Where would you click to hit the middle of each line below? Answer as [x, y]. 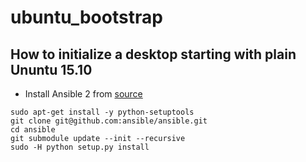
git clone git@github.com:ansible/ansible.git [109, 121]
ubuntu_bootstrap [86, 17]
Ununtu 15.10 [51, 69]
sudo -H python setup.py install [80, 147]
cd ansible [33, 130]
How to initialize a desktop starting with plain [153, 54]
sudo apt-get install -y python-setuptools [102, 112]
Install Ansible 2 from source [83, 94]
